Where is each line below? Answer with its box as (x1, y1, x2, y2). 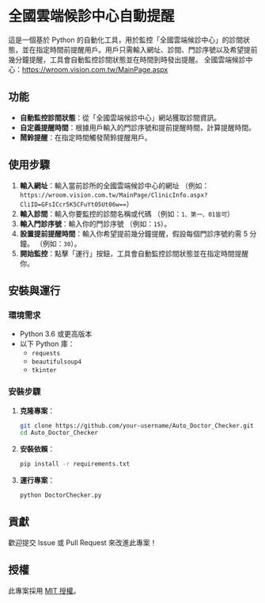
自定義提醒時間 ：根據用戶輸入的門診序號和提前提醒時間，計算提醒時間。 (19, 122, 256, 132)
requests (31, 350, 61, 358)
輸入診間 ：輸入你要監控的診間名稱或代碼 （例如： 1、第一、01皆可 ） (19, 209, 235, 218)
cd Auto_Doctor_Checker (19, 429, 99, 437)
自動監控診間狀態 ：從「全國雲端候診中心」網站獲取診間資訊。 (19, 113, 221, 122)
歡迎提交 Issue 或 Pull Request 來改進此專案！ (8, 537, 157, 547)
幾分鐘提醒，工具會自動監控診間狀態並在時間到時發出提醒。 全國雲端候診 (8, 55, 246, 64)
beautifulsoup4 (31, 358, 81, 366)
